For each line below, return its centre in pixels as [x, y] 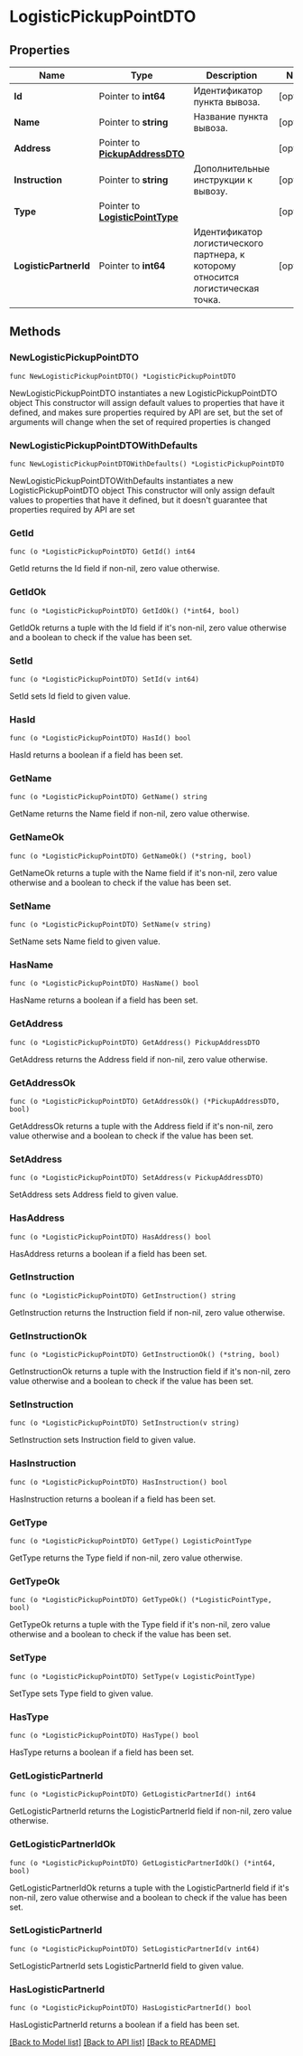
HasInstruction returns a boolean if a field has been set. [113, 1499]
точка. [207, 300]
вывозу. [211, 191]
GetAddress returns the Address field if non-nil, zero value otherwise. [139, 1059]
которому [215, 266]
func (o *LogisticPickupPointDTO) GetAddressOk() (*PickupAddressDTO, [145, 1101]
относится [216, 277]
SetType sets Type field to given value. [81, 1693]
